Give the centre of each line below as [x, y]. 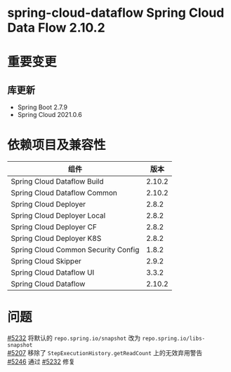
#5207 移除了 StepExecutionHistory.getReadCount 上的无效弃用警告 [105, 353]
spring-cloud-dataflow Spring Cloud [116, 13]
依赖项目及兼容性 [57, 145]
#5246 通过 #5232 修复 [41, 361]
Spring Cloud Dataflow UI [53, 273]
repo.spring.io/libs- [174, 339]
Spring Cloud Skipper [46, 261]
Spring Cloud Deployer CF [54, 227]
